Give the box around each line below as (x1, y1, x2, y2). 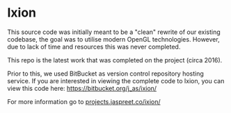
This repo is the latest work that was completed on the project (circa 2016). (7, 55, 223, 64)
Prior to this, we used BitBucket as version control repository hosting (7, 69, 204, 78)
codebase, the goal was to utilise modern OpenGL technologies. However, (7, 35, 221, 43)
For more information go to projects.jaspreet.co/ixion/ (7, 97, 161, 105)
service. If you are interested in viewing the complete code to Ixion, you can (7, 76, 225, 85)
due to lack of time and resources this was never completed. (7, 42, 181, 51)
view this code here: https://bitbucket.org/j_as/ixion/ (7, 84, 157, 92)
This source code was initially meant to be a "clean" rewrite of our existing (7, 28, 221, 36)
